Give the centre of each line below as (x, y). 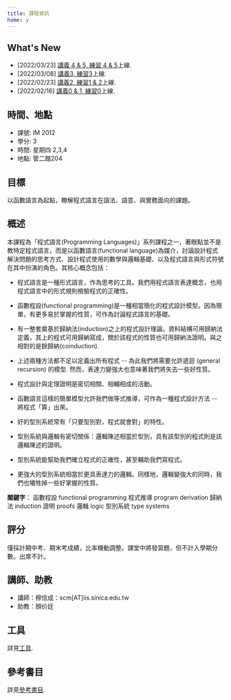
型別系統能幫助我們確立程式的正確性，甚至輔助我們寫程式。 (101, 459)
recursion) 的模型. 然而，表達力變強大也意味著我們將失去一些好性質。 (115, 369)
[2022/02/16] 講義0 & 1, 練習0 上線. (66, 91)
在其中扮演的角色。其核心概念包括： (58, 267)
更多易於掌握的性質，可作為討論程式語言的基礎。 (104, 314)
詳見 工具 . (20, 648)
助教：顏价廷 (35, 606)
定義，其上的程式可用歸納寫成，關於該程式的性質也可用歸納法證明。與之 (119, 337)
